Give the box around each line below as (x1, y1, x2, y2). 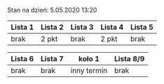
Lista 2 (41, 22, 64, 32)
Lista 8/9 (114, 54, 145, 63)
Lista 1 (11, 22, 34, 32)
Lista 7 (41, 54, 64, 63)
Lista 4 (100, 22, 124, 32)
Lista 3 (70, 22, 94, 32)
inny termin (70, 66, 108, 75)
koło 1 (78, 54, 100, 63)
